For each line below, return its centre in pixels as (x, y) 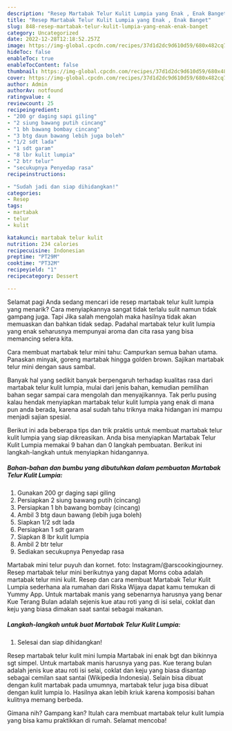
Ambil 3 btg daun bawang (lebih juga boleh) (79, 515)
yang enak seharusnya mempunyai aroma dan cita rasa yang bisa (100, 331)
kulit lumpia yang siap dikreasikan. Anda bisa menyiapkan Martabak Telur (112, 437)
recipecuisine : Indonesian (46, 250)
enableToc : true (30, 59)
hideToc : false (29, 53)
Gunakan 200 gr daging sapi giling (66, 493)
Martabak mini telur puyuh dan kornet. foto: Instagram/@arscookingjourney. (115, 564)
